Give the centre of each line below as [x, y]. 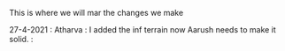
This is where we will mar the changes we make [96, 13]
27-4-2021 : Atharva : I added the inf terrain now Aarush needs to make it [142, 29]
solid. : [21, 39]
